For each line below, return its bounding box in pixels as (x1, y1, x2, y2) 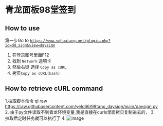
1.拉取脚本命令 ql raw (5, 98, 48, 104)
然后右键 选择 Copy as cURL (12, 64, 67, 70)
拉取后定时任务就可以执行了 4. (5, 115, 66, 121)
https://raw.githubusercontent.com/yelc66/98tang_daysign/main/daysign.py (5, 103, 158, 109)
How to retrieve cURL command (5, 84, 103, 93)
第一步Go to (5, 37, 29, 43)
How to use (5, 24, 40, 32)
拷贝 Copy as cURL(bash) (12, 70, 60, 76)
